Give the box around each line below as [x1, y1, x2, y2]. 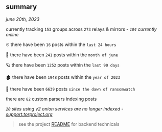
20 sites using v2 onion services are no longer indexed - [6, 105, 124, 112]
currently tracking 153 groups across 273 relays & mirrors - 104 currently [6, 26, 157, 32]
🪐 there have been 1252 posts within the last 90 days [6, 62, 120, 68]
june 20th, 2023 [6, 16, 40, 22]
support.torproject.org [6, 111, 53, 117]
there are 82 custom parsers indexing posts [6, 96, 97, 102]
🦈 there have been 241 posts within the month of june [6, 52, 118, 58]
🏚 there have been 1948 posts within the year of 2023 [6, 74, 121, 80]
